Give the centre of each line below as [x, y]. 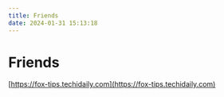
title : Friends [33, 16]
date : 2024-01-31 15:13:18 [53, 23]
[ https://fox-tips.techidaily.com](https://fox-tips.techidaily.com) [112, 84]
